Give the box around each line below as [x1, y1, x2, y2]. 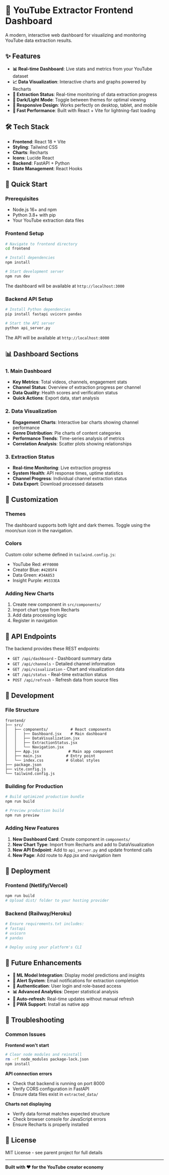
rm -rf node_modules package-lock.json [5, 1057, 89, 1062]
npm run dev [5, 274, 30, 279]
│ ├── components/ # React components [5, 727, 112, 732]
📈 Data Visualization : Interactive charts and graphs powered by [12, 78, 147, 85]
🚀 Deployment [5, 867, 50, 876]
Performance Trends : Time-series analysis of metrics [12, 435, 125, 441]
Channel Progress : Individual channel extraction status [12, 475, 127, 481]
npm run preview [5, 812, 39, 818]
